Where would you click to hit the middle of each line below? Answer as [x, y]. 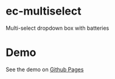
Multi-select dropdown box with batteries [57, 28]
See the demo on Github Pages [45, 69]
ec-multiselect [44, 11]
